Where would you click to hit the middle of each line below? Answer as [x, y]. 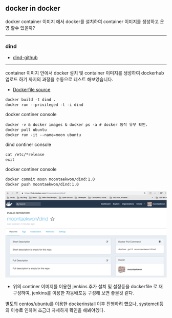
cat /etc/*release [25, 155]
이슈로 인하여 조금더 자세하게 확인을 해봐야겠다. [58, 310]
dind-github [25, 58]
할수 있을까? [23, 28]
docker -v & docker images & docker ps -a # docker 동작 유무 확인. [77, 125]
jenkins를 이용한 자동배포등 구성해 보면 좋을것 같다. [83, 293]
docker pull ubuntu [26, 130]
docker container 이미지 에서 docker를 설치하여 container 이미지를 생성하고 [82, 21]
